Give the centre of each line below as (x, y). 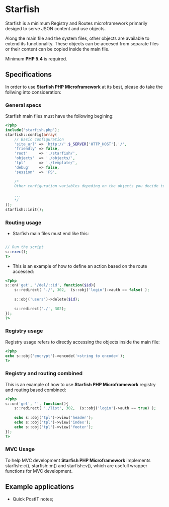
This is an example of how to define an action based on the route (80, 266)
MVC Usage (20, 449)
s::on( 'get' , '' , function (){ (37, 404)
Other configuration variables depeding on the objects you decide (86, 186)
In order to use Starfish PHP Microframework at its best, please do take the (84, 87)
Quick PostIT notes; (33, 499)
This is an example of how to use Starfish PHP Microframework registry (80, 384)
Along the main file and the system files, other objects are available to (77, 38)
